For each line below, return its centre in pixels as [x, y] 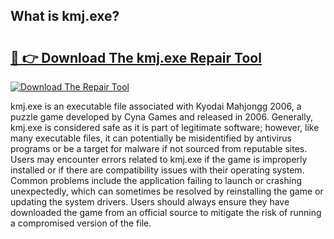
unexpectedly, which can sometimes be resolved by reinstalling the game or [167, 191]
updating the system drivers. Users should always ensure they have [150, 202]
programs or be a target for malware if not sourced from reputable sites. [159, 148]
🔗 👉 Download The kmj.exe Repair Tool [136, 57]
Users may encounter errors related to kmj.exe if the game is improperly [159, 159]
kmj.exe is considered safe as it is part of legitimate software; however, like [165, 127]
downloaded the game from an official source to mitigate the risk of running [166, 212]
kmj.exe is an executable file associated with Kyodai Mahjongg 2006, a [156, 106]
